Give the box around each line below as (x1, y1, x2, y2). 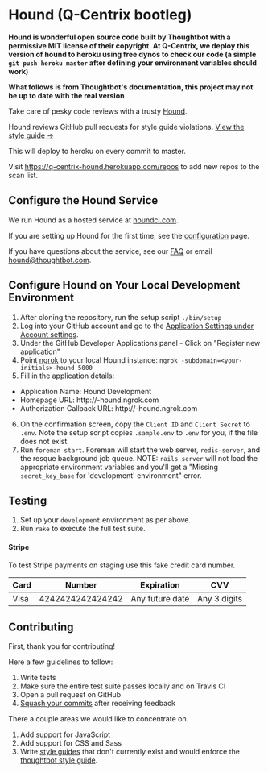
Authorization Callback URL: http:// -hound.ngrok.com (19, 403, 198, 413)
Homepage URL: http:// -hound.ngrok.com (19, 395, 159, 405)
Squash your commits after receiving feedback (19, 699, 175, 709)
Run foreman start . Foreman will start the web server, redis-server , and (19, 445, 261, 455)
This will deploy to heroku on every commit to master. (8, 146, 187, 156)
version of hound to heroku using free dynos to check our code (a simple (8, 49, 257, 59)
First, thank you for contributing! (8, 642, 115, 651)
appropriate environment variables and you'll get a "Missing (19, 462, 219, 472)
